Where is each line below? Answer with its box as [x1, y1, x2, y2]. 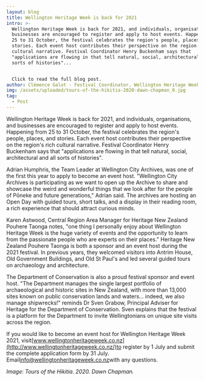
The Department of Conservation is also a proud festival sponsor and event [6, 273, 195, 280]
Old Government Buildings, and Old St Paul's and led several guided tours [6, 255, 191, 262]
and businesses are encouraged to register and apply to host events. [6, 122, 178, 129]
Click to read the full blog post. [12, 76, 102, 82]
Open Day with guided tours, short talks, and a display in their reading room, [6, 198, 197, 205]
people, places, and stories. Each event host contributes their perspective [6, 134, 191, 142]
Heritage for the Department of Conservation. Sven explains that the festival [6, 305, 197, 313]
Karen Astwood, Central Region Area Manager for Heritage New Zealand [6, 216, 188, 224]
